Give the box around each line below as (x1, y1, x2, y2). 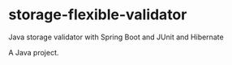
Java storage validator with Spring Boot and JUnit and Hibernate (8, 32, 225, 42)
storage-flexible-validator (8, 6, 187, 24)
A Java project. (8, 47, 59, 57)
